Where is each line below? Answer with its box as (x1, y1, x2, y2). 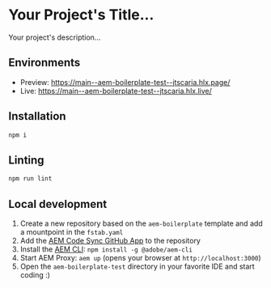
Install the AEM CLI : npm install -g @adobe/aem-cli (19, 244, 193, 254)
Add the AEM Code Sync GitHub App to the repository (19, 235, 201, 245)
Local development (8, 197, 108, 211)
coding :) (19, 269, 51, 280)
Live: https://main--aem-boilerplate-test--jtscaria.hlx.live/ (19, 86, 213, 95)
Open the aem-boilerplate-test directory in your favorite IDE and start (19, 261, 255, 271)
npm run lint (8, 175, 53, 183)
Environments (8, 56, 81, 70)
